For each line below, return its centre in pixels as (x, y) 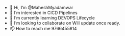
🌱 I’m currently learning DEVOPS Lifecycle (52, 18)
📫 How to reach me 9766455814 (43, 28)
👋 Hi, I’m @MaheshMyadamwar (41, 8)
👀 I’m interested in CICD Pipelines (43, 13)
